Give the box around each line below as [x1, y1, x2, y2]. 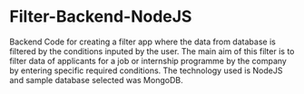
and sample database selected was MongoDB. [9, 74, 183, 85]
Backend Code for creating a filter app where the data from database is [9, 36, 277, 47]
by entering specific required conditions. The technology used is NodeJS [9, 65, 283, 76]
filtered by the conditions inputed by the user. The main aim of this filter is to [9, 45, 295, 56]
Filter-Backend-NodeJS [9, 6, 192, 27]
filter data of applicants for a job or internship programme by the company [9, 55, 288, 66]
